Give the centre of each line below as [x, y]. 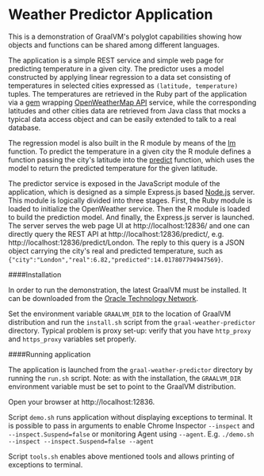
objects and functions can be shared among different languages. [114, 44]
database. [25, 128]
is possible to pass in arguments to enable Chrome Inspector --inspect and [132, 425]
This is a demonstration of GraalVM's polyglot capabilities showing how [125, 36]
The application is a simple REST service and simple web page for [116, 60]
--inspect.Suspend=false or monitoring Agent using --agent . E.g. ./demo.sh [131, 434]
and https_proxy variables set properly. [73, 339]
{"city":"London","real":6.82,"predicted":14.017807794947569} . [116, 259]
